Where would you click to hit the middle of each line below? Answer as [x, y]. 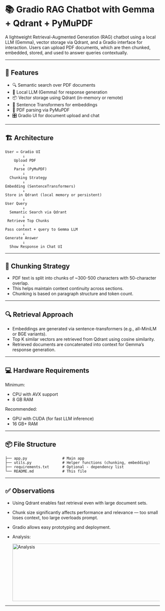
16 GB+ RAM [25, 424]
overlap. [21, 283]
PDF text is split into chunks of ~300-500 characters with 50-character [84, 278]
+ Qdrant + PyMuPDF [49, 23]
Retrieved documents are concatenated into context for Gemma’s [78, 345]
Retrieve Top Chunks [28, 221]
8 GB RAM [23, 400]
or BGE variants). [29, 334]
